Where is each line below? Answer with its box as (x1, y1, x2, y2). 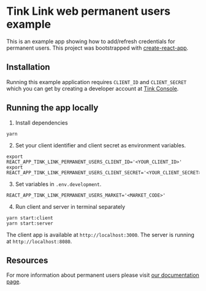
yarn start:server (6, 220, 53, 227)
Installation (6, 62, 50, 72)
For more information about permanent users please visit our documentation (6, 271, 199, 279)
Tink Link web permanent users (6, 4, 170, 18)
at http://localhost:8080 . (6, 238, 72, 245)
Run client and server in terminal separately (15, 203, 126, 210)
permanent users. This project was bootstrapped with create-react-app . (6, 44, 189, 52)
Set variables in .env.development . (15, 180, 102, 188)
